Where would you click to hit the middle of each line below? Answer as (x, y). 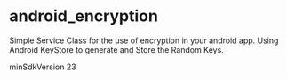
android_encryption (84, 16)
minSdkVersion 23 (43, 67)
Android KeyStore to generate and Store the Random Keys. (116, 49)
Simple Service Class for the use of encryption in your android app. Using (144, 40)
